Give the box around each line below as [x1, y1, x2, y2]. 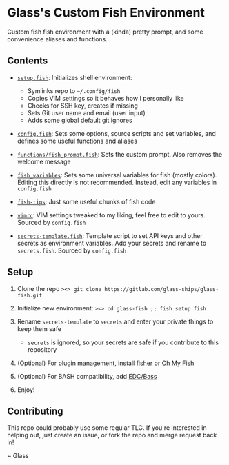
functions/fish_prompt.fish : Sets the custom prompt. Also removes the [17, 150, 223, 158]
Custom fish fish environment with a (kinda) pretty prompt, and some [7, 28, 203, 36]
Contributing [7, 405, 63, 417]
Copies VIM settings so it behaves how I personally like [27, 94, 184, 102]
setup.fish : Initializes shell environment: [17, 73, 132, 81]
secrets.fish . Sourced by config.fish [17, 246, 126, 255]
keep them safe [17, 324, 62, 333]
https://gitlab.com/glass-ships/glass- [104, 286, 219, 293]
